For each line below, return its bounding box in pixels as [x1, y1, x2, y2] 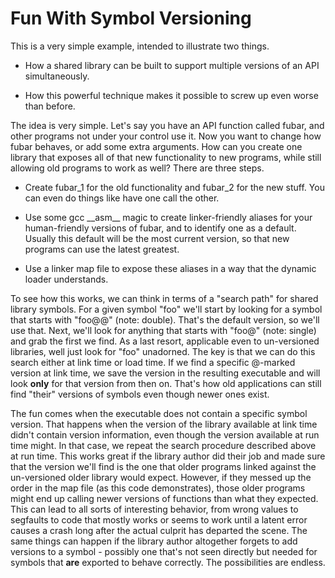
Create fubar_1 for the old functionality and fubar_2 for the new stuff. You [24, 181, 325, 193]
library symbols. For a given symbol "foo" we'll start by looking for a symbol [10, 303, 323, 315]
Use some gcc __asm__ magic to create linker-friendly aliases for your [24, 211, 313, 223]
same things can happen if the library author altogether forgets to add [10, 535, 298, 547]
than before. [24, 100, 76, 112]
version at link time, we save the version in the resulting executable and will [10, 367, 321, 379]
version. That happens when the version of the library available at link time [10, 418, 318, 430]
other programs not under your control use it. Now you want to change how [10, 130, 322, 142]
